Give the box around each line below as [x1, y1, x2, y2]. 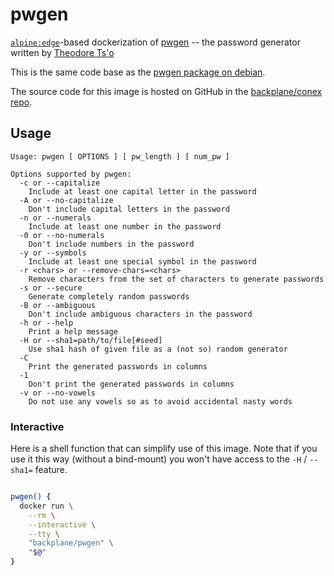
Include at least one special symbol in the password [28, 256, 257, 267]
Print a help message [28, 326, 118, 337]
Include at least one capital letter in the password [28, 186, 257, 197]
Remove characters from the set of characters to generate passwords [28, 274, 325, 284]
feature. [34, 464, 68, 476]
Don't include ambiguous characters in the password [28, 309, 253, 319]
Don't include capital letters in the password [28, 204, 230, 214]
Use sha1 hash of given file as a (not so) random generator [28, 344, 288, 354]
